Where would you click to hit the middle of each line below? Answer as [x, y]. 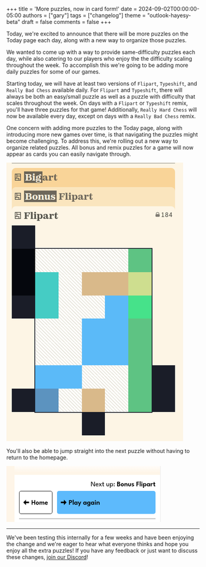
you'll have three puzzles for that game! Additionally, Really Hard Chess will [102, 109]
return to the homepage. [37, 457]
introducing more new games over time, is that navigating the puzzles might [102, 135]
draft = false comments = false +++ [66, 22]
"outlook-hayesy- [169, 15]
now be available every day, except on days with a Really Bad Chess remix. [101, 116]
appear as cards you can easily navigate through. [69, 154]
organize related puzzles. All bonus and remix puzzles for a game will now [100, 147]
